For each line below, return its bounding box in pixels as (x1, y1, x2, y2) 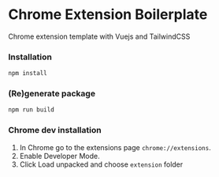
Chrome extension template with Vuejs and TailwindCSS (8, 32, 191, 41)
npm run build (8, 106, 55, 114)
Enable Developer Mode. (19, 151, 100, 160)
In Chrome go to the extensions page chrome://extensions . (19, 142, 211, 152)
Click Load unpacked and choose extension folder (19, 160, 184, 169)
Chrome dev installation (8, 125, 102, 136)
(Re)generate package (8, 88, 96, 100)
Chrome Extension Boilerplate (8, 6, 208, 24)
